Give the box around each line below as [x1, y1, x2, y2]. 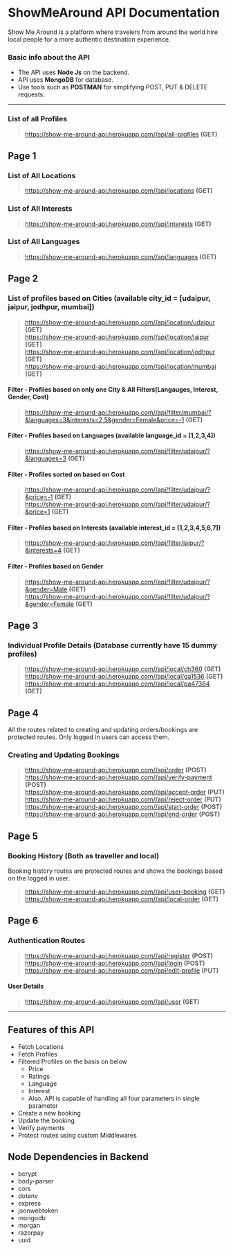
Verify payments [17, 1123, 65, 1131]
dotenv [17, 1191, 39, 1200]
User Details [8, 982, 44, 991]
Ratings [28, 1072, 50, 1080]
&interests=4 [24, 546, 62, 555]
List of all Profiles [8, 114, 68, 124]
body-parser [17, 1177, 54, 1185]
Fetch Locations [17, 1042, 64, 1051]
